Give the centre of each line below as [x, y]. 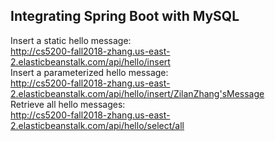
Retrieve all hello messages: [68, 104]
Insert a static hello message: [71, 40]
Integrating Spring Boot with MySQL [125, 16]
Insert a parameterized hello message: [89, 72]
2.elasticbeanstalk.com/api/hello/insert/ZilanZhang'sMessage [137, 93]
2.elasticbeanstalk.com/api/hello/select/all [97, 125]
